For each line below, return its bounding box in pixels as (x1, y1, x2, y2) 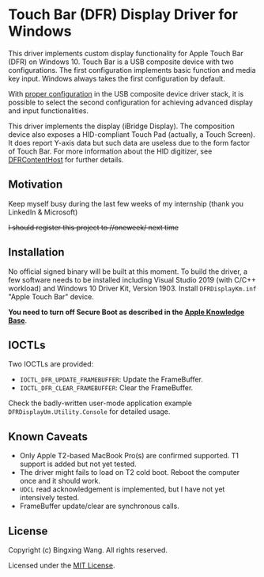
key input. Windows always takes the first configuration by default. (8, 74, 225, 83)
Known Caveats (8, 430, 89, 443)
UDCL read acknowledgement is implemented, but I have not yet (19, 484, 225, 494)
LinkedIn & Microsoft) (8, 207, 78, 217)
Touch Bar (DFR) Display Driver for (8, 6, 239, 24)
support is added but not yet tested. (19, 459, 137, 469)
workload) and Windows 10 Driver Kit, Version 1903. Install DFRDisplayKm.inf (8, 283, 257, 293)
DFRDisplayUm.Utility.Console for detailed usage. (8, 407, 171, 416)
